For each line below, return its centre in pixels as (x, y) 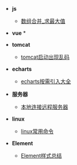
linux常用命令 (37, 131)
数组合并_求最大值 (43, 21)
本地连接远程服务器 (44, 107)
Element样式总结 (41, 156)
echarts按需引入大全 (46, 81)
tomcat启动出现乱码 (45, 57)
